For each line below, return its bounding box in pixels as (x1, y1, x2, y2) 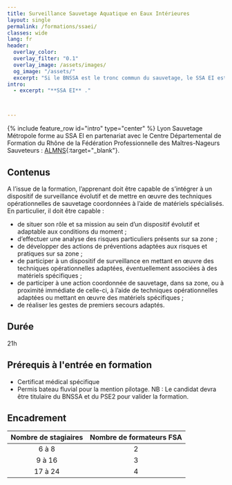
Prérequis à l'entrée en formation (7, 359, 153, 371)
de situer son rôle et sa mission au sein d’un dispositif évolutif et (17, 220, 200, 228)
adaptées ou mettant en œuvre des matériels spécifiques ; (17, 293, 184, 301)
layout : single (7, 17, 51, 23)
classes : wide (7, 29, 48, 37)
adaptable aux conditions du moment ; (17, 227, 127, 236)
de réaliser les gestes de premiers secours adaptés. (17, 301, 165, 309)
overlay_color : (13, 49, 57, 56)
